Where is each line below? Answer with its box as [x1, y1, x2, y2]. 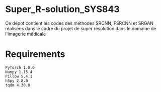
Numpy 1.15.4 [5, 69, 33, 74]
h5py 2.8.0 [5, 78, 28, 83]
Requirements [5, 49, 65, 60]
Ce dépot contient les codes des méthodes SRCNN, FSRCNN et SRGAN [5, 20, 154, 26]
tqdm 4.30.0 [5, 82, 30, 87]
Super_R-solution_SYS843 [5, 4, 120, 15]
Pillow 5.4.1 [5, 74, 33, 79]
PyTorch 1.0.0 [5, 65, 35, 70]
